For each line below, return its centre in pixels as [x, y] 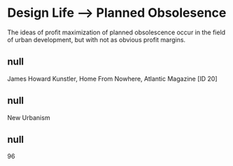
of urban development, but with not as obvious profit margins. [97, 39]
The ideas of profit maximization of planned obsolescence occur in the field [116, 32]
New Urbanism [29, 118]
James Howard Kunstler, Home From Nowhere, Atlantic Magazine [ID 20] [113, 78]
